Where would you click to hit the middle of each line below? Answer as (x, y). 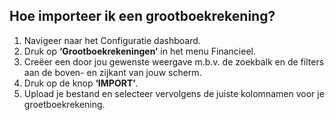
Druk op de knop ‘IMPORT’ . (81, 83)
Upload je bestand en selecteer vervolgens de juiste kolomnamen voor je (174, 93)
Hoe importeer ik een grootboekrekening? (142, 16)
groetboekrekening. (64, 104)
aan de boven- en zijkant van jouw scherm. (112, 72)
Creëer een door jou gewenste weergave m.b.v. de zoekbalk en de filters (174, 61)
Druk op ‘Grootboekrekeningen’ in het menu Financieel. (139, 51)
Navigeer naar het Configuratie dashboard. (112, 40)
